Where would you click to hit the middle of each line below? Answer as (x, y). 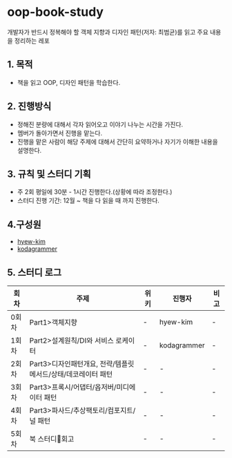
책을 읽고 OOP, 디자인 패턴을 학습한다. (69, 82)
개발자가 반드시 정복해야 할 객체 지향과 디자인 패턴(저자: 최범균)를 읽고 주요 (108, 32)
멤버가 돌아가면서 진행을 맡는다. (59, 133)
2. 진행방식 (29, 107)
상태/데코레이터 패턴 (81, 374)
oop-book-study (55, 12)
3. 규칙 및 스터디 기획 (49, 174)
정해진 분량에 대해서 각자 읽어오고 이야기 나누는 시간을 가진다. (100, 124)
